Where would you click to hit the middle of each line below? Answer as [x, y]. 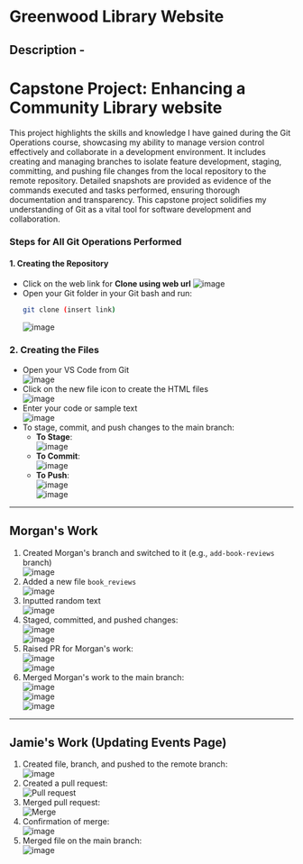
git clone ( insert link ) [69, 309]
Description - [47, 50]
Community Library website [116, 108]
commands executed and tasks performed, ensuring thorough [125, 190]
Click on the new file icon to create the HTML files [115, 388]
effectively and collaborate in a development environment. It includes [138, 151]
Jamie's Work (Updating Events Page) [118, 743]
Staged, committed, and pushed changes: [100, 620]
